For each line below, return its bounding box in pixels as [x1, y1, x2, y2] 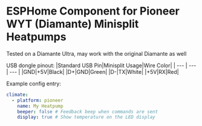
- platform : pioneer [11, 97, 64, 104]
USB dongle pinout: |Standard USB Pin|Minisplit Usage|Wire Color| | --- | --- [6, 62, 197, 69]
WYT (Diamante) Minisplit [6, 17, 139, 31]
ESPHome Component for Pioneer [6, 4, 180, 18]
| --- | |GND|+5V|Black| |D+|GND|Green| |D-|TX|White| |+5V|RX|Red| [6, 68, 180, 75]
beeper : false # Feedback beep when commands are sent [17, 108, 158, 114]
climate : [6, 91, 28, 98]
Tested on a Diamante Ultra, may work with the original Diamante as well [6, 50, 187, 57]
